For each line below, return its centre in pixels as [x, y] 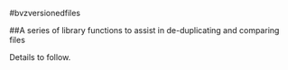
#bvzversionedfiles [45, 13]
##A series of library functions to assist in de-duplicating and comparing [144, 30]
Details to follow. [40, 57]
